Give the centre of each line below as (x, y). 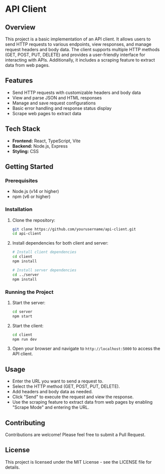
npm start (22, 316)
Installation (19, 209)
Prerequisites (21, 181)
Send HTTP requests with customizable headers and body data (77, 93)
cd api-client (27, 234)
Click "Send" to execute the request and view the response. (73, 397)
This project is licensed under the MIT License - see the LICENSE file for (78, 462)
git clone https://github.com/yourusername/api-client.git (74, 229)
